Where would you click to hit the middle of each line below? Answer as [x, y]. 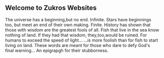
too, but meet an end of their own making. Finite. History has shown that [78, 25]
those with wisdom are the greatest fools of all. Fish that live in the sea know [82, 30]
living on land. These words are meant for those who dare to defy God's [78, 45]
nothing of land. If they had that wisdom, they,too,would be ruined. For [76, 35]
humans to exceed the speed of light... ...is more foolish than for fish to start [82, 40]
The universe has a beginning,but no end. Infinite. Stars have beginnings [78, 19]
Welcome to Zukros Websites [51, 8]
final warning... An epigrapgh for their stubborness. [57, 50]
